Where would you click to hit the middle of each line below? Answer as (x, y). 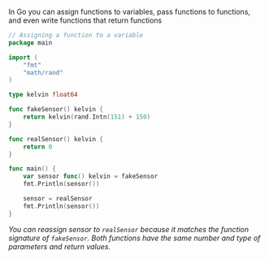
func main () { (33, 169)
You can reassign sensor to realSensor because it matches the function (129, 229)
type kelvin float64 (43, 95)
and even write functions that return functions (85, 20)
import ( (23, 57)
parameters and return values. (60, 246)
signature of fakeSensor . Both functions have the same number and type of (134, 238)
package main (30, 43)
